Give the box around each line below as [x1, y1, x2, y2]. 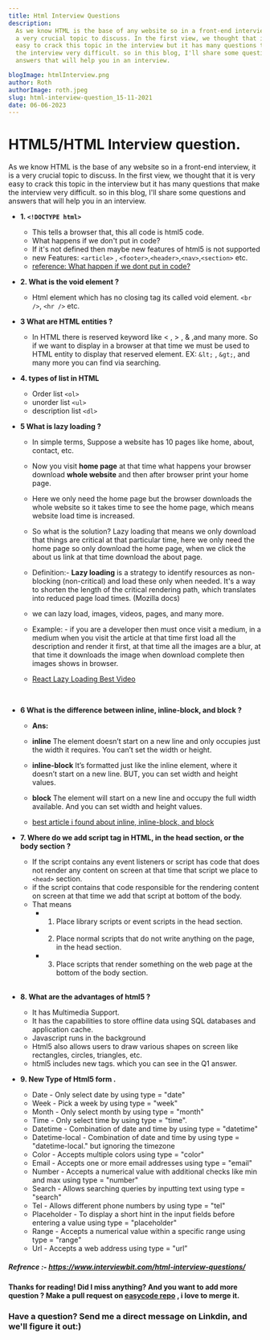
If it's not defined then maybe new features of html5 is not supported [31, 244, 261, 254]
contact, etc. [31, 446, 74, 456]
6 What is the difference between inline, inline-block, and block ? [19, 705, 243, 715]
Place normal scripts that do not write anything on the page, [55, 934, 255, 944]
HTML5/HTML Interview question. [8, 136, 241, 153]
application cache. [31, 1025, 94, 1035]
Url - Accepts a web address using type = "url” [31, 1244, 188, 1253]
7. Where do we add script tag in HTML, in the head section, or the [19, 833, 244, 843]
